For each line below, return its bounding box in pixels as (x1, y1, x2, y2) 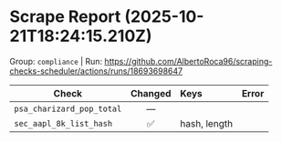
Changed (131, 86, 172, 99)
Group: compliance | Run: (9, 56, 103, 66)
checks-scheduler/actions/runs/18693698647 (9, 66, 183, 76)
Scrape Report (9, 6, 121, 27)
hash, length (180, 117, 234, 129)
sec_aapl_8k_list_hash (14, 118, 112, 128)
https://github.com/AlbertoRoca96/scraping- (104, 56, 273, 66)
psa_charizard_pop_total (14, 103, 122, 114)
